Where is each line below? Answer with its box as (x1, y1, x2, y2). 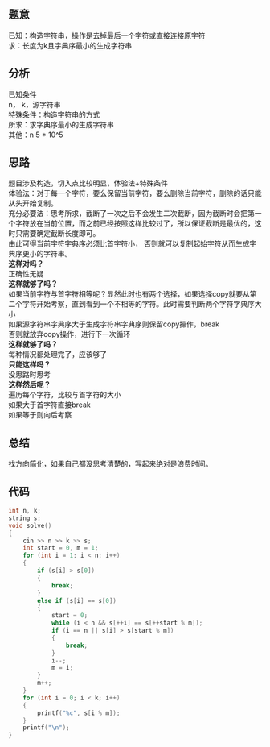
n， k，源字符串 (8, 99, 61, 109)
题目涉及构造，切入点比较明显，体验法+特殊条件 (8, 178, 169, 188)
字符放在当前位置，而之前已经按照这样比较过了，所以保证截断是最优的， (14, 218, 255, 228)
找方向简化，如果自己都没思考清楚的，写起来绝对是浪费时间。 (8, 459, 213, 469)
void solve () (8, 521, 52, 529)
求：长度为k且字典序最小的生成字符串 (8, 40, 133, 50)
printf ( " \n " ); (22, 724, 70, 732)
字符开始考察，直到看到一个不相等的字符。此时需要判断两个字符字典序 (22, 299, 255, 309)
